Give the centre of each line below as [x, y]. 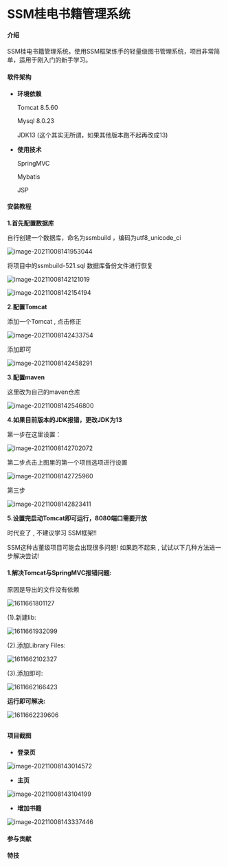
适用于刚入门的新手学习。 [55, 60]
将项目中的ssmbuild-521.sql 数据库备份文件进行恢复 [80, 265]
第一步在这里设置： [34, 434]
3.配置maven [26, 377]
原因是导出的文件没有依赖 [43, 589]
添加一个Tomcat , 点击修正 [45, 321]
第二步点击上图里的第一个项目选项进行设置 [67, 462]
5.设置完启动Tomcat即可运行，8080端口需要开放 [77, 518]
